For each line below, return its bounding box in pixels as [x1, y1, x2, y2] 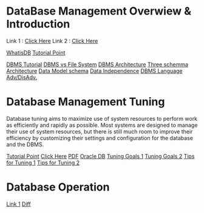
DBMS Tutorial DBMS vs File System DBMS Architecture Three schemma [6, 61, 188, 68]
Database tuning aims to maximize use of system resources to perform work [6, 115, 198, 122]
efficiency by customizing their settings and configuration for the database [6, 134, 193, 141]
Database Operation [6, 180, 110, 194]
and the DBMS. [6, 141, 44, 148]
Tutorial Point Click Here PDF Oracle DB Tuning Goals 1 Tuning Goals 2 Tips [6, 152, 195, 160]
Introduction [6, 17, 70, 31]
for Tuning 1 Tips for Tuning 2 [6, 159, 80, 166]
